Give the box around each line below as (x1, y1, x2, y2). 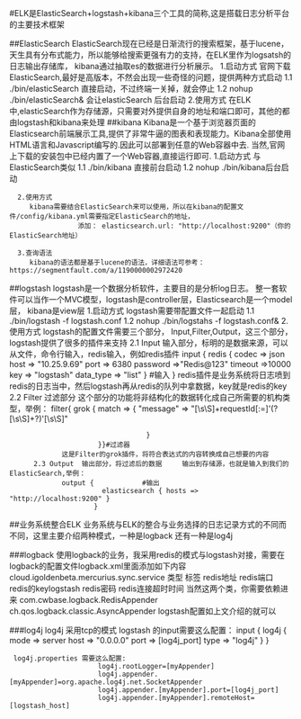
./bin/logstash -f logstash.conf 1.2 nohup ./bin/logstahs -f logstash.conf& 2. (9, 316, 289, 326)
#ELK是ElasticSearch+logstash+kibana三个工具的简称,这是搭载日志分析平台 (9, 8, 290, 18)
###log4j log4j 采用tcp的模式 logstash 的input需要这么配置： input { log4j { (9, 625, 288, 635)
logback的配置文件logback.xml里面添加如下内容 (9, 561, 187, 571)
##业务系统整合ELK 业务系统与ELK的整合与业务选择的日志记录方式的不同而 (9, 519, 288, 529)
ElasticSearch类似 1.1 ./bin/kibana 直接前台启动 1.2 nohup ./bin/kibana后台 (9, 162, 281, 173)
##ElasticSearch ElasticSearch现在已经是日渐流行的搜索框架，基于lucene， (9, 39, 289, 49)
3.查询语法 (17, 248, 53, 257)
